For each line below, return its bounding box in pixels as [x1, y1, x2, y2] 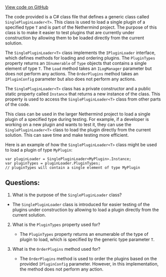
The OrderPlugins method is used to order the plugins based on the [19, 255, 157, 262]
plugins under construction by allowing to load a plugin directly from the [12, 207, 159, 213]
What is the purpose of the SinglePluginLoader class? [12, 192, 122, 198]
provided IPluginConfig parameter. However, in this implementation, [19, 261, 159, 267]
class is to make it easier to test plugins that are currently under [5, 30, 135, 35]
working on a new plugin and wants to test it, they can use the [5, 121, 132, 127]
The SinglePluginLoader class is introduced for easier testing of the [12, 201, 150, 207]
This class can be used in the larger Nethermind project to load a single [5, 111, 151, 117]
